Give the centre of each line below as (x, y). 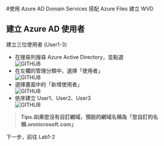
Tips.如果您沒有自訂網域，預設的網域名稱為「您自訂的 (87, 116)
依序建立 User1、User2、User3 (53, 98)
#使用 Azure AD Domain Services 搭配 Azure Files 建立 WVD (80, 9)
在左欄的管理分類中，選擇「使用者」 (59, 70)
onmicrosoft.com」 (52, 124)
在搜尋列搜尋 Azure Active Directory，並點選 (69, 57)
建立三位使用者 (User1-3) (37, 44)
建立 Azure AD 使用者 (46, 29)
